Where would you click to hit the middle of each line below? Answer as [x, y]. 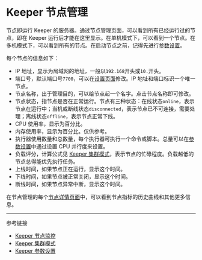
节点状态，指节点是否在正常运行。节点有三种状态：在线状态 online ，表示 [105, 101]
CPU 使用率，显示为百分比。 [50, 124]
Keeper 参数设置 [35, 250]
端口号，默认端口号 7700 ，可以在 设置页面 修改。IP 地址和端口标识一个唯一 [105, 78]
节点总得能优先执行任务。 [47, 161]
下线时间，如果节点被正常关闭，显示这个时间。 [73, 176]
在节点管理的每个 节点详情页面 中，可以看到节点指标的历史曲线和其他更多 [96, 197]
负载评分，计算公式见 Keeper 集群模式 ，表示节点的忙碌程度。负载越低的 [104, 154]
